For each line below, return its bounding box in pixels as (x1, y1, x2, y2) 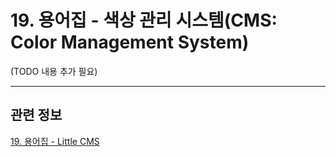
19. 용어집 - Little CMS (10, 135, 100, 147)
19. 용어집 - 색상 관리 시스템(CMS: (10, 9, 278, 32)
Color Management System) (10, 31, 250, 54)
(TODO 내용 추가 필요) (10, 65, 98, 77)
